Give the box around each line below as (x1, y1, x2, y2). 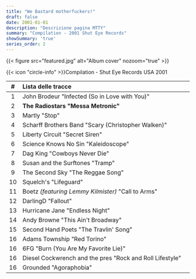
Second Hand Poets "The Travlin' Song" (22, 225, 133, 233)
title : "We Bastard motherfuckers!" (6, 8, 95, 15)
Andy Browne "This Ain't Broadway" (22, 216, 122, 224)
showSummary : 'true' (6, 36, 57, 42)
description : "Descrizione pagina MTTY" (6, 25, 106, 31)
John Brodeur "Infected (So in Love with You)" (22, 92, 150, 100)
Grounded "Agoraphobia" (22, 263, 92, 271)
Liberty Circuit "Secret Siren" (22, 130, 102, 138)
